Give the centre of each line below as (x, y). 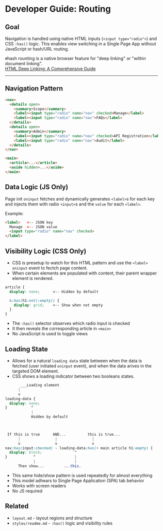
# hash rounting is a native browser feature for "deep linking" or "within (75, 58)
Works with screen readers (39, 486)
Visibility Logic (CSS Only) (46, 251)
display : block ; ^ (43, 453)
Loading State (27, 349)
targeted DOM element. (35, 371)
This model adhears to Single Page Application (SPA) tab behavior (78, 480)
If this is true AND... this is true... (64, 434)
